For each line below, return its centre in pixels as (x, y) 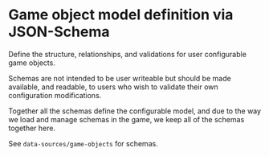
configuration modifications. (55, 95)
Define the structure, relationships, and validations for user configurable (128, 54)
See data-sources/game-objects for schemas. (83, 143)
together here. (32, 128)
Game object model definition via (121, 15)
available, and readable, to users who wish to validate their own (113, 87)
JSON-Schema (59, 32)
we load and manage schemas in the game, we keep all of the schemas (126, 119)
